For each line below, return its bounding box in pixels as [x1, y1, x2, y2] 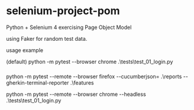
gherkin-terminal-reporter [6, 79, 69, 86]
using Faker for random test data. [6, 35, 88, 42]
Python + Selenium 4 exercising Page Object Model [6, 24, 132, 31]
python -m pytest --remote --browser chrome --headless [6, 90, 146, 98]
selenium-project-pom [6, 4, 120, 18]
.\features [70, 79, 94, 86]
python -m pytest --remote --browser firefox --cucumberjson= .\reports [6, 73, 182, 80]
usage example [6, 46, 43, 54]
